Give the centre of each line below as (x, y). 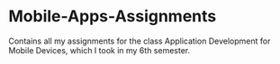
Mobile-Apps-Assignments (113, 16)
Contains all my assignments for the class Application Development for (140, 41)
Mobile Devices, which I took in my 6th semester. (99, 50)
